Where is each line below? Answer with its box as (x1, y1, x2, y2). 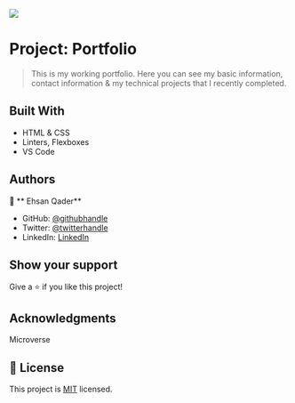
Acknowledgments (9, 310, 117, 326)
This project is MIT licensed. (9, 383, 113, 394)
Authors (9, 172, 56, 187)
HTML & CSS (21, 127, 70, 138)
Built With (9, 103, 65, 119)
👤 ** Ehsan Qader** (9, 196, 82, 206)
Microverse (9, 334, 51, 345)
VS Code (21, 146, 55, 157)
